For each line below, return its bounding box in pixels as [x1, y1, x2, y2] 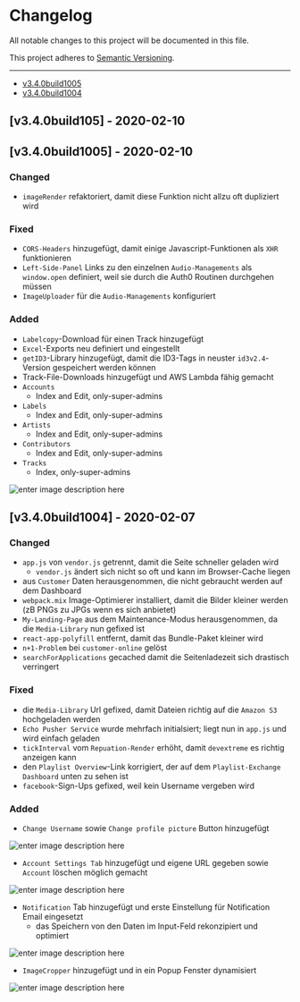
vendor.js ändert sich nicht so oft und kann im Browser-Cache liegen [35, 566, 291, 577]
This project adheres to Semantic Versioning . [9, 52, 175, 63]
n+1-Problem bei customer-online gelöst [21, 642, 168, 653]
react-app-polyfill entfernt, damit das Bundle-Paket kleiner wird [21, 633, 263, 644]
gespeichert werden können [52, 361, 156, 372]
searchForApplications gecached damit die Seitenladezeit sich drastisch [21, 652, 289, 663]
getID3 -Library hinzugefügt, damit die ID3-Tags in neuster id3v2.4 [21, 352, 266, 363]
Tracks [21, 458, 47, 468]
